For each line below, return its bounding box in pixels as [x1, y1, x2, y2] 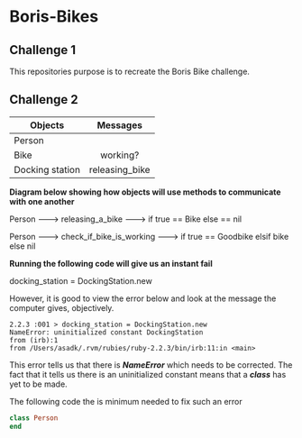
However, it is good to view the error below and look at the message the [9, 293, 277, 304]
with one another [9, 196, 75, 206]
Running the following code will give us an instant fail [9, 258, 214, 269]
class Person [9, 413, 59, 423]
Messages [96, 119, 142, 132]
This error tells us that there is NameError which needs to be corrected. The [9, 359, 293, 370]
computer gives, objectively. [9, 302, 114, 313]
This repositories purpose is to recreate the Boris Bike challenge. [9, 66, 251, 77]
